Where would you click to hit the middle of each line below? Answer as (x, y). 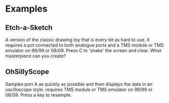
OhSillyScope (27, 72)
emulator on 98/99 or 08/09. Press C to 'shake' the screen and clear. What (83, 50)
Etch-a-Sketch (29, 28)
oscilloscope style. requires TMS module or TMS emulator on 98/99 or (79, 89)
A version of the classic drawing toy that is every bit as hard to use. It (77, 40)
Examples (26, 9)
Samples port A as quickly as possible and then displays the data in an (79, 84)
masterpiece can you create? (36, 56)
